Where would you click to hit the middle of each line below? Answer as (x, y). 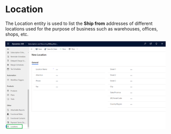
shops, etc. (17, 34)
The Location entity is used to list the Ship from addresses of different (79, 23)
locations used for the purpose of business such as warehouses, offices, (82, 28)
